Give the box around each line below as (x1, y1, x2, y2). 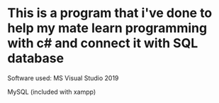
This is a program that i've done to (7, 5, 213, 21)
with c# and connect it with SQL (7, 36, 198, 51)
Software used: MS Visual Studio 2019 (7, 73, 119, 82)
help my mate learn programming (7, 20, 208, 36)
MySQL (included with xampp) (7, 87, 96, 96)
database (7, 50, 64, 67)
